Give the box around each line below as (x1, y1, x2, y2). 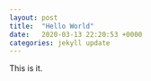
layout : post (9, 13, 58, 22)
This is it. (9, 63, 43, 74)
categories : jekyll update (9, 38, 111, 48)
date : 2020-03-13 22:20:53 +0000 (9, 30, 143, 39)
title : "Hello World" (9, 22, 94, 31)
